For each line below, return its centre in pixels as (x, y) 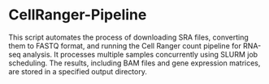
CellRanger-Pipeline (78, 15)
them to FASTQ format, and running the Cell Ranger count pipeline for (125, 45)
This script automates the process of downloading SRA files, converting (129, 37)
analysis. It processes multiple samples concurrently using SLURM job (141, 54)
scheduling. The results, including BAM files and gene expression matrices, (134, 63)
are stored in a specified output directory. (78, 71)
